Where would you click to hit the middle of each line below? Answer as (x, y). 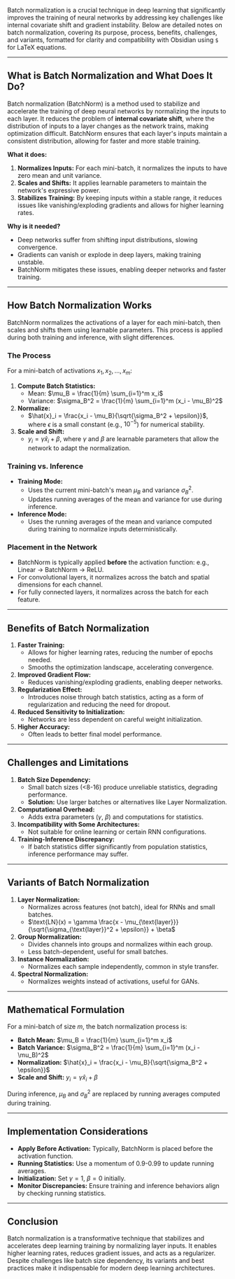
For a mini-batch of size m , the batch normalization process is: (97, 1027)
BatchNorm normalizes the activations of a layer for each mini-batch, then (114, 322)
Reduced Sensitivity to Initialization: (71, 712)
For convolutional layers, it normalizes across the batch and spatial (113, 578)
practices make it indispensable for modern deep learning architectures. (111, 1268)
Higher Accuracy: (44, 727)
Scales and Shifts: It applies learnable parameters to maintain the (112, 183)
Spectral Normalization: (53, 974)
